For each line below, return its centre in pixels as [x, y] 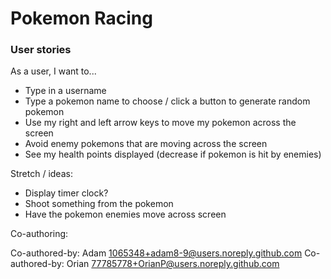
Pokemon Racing [81, 18]
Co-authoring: [39, 234]
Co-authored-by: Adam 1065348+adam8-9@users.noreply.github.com [156, 253]
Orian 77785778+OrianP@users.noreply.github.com [173, 264]
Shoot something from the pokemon [99, 204]
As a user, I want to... [53, 71]
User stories [41, 50]
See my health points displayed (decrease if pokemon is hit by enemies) [173, 154]
